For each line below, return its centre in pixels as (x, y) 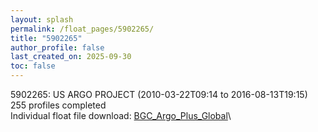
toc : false (33, 66)
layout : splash (42, 19)
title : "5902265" (46, 38)
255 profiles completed (58, 105)
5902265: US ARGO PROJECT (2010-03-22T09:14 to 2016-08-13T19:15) (159, 94)
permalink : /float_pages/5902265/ (82, 29)
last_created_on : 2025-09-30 (71, 57)
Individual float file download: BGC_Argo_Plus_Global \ (121, 115)
